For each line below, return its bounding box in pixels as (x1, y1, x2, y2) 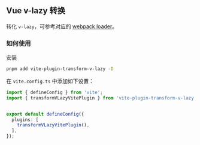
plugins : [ (11, 116, 39, 123)
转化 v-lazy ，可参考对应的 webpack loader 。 (6, 23, 118, 30)
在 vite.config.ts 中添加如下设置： (6, 77, 95, 84)
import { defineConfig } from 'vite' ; (6, 89, 103, 95)
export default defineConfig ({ (6, 111, 84, 117)
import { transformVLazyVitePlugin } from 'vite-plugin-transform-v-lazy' (6, 95, 197, 101)
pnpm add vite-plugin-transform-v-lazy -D (6, 66, 114, 72)
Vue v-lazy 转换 (6, 5, 66, 16)
